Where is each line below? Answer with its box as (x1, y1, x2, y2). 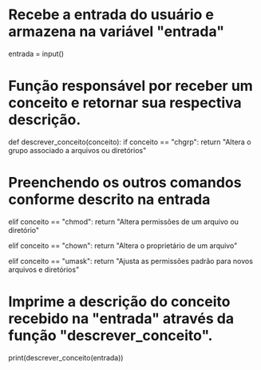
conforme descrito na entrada (8, 191, 211, 209)
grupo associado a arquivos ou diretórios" (8, 145, 147, 155)
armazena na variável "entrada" (8, 22, 225, 41)
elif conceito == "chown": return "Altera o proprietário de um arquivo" (8, 241, 238, 250)
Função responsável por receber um (8, 77, 253, 95)
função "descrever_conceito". (8, 327, 213, 344)
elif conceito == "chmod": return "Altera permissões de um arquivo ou (8, 217, 239, 226)
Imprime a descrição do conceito (8, 293, 231, 310)
